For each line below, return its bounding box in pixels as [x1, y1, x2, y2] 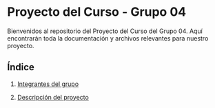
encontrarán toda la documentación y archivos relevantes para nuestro [7, 34, 209, 42]
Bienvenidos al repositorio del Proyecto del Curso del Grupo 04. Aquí [7, 27, 203, 35]
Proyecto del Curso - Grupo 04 [7, 4, 187, 20]
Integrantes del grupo [17, 80, 79, 88]
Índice [7, 61, 34, 73]
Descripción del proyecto [17, 93, 90, 101]
